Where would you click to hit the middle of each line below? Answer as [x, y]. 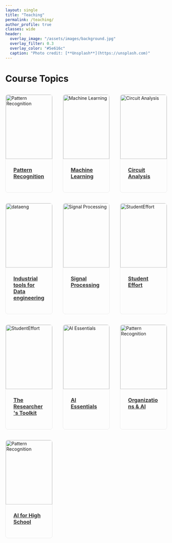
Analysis [139, 176]
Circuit [137, 170]
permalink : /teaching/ [30, 20]
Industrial [26, 279]
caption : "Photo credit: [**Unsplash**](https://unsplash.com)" [80, 53]
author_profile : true [28, 24]
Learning [82, 176]
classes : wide [21, 29]
